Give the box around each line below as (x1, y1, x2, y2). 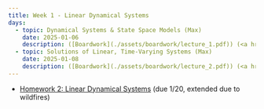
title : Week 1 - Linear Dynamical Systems (8, 11, 149, 20)
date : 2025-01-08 (22, 56, 79, 64)
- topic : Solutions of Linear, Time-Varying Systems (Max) (15, 48, 213, 56)
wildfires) (19, 92, 50, 102)
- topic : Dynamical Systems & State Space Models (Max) (15, 26, 202, 34)
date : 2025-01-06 (22, 33, 79, 42)
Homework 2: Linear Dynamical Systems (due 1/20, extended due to (19, 84, 240, 93)
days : (8, 19, 26, 27)
